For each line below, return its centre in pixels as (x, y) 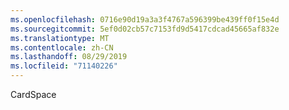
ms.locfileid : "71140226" (64, 66)
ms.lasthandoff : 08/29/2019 (69, 57)
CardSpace (33, 94)
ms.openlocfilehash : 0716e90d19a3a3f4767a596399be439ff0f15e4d (145, 19)
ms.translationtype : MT (60, 38)
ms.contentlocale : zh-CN (62, 47)
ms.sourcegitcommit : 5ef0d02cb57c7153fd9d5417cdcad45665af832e (145, 29)
